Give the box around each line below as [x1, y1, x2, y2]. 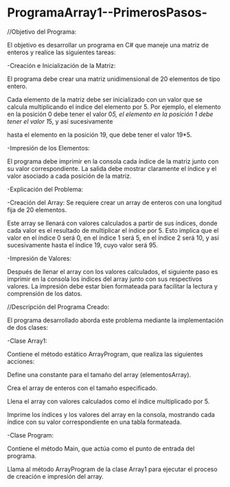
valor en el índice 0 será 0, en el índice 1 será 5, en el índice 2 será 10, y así [7, 234, 220, 242]
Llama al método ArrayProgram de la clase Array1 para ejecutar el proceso [7, 465, 218, 473]
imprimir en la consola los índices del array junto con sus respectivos [7, 275, 203, 283]
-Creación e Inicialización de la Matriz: [7, 61, 116, 69]
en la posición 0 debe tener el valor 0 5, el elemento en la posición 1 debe [7, 110, 214, 118]
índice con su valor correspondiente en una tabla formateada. [7, 418, 182, 426]
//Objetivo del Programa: [7, 27, 77, 36]
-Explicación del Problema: [7, 185, 84, 193]
